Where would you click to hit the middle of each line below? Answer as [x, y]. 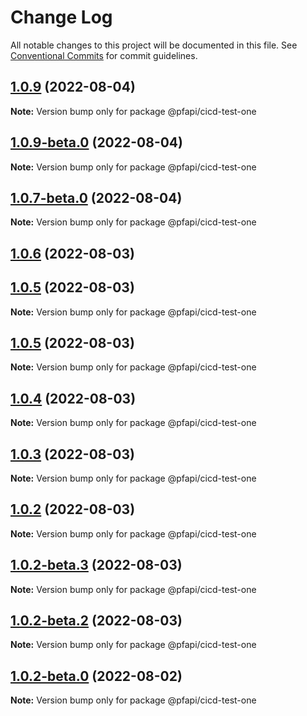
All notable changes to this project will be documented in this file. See [154, 45]
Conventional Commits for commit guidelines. [104, 55]
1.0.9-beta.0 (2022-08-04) [96, 142]
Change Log [61, 17]
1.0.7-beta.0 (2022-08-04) [96, 197]
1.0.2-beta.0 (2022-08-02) [96, 676]
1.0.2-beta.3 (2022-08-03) [96, 565]
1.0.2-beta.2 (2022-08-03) [96, 621]
